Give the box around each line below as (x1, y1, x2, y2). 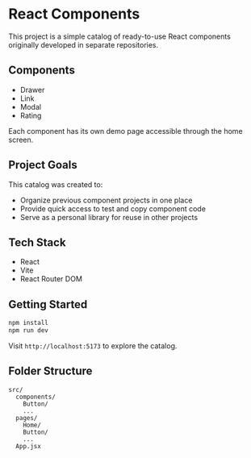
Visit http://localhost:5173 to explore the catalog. (8, 340, 178, 351)
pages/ (15, 414, 38, 422)
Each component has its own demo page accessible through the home (8, 126, 244, 135)
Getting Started (8, 298, 88, 311)
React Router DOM (19, 274, 83, 284)
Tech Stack (8, 235, 66, 249)
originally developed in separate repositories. (8, 40, 159, 49)
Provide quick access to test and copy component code (19, 203, 206, 214)
